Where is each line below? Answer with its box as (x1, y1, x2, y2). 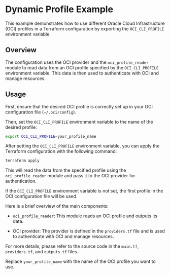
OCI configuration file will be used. (5, 193, 78, 200)
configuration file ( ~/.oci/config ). (5, 109, 77, 115)
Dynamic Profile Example (5, 4, 113, 15)
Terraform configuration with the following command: (5, 148, 117, 154)
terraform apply (5, 158, 40, 163)
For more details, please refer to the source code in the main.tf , (5, 243, 139, 249)
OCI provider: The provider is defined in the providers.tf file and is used (12, 228, 165, 234)
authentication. (5, 178, 37, 184)
